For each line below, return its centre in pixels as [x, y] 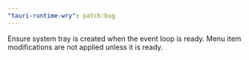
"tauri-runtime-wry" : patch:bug [61, 16]
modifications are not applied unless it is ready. [85, 47]
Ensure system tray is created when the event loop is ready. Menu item [124, 38]
